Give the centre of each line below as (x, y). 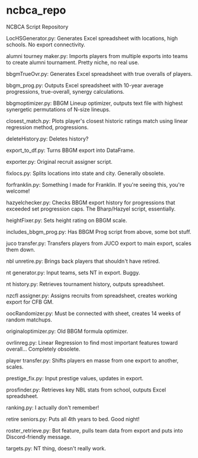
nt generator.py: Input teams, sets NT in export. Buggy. (73, 272)
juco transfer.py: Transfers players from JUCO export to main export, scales (99, 243)
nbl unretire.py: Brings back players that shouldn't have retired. (83, 261)
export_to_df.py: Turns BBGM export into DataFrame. (71, 150)
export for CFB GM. (30, 302)
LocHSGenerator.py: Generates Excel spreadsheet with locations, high (92, 38)
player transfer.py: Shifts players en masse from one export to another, (92, 360)
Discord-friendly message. (39, 437)
